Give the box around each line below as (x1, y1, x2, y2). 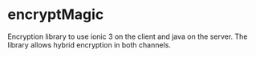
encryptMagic (7, 6, 104, 24)
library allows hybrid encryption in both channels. (7, 40, 172, 49)
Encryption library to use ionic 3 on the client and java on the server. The (7, 32, 248, 41)
